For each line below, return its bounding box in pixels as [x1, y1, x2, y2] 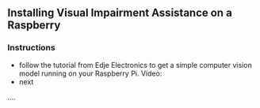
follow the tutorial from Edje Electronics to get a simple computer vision [18, 60, 253, 69]
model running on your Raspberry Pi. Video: [18, 69, 162, 78]
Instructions [7, 43, 56, 54]
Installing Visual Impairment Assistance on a [7, 6, 233, 20]
